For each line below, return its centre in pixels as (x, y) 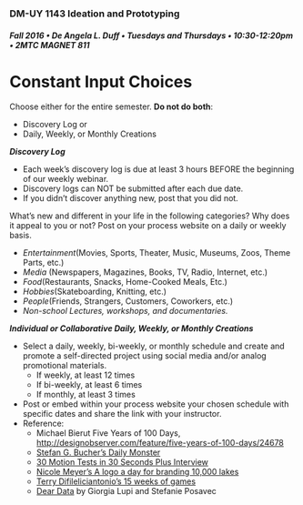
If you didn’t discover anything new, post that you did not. (130, 198)
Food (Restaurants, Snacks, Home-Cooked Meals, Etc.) (125, 282)
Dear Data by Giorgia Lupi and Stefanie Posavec (126, 491)
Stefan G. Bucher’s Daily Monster (98, 452)
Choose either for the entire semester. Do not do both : (111, 106)
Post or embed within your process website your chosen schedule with (156, 404)
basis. (20, 236)
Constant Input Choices (101, 81)
